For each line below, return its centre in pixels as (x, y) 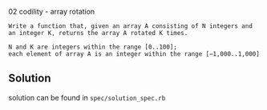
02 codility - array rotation (52, 12)
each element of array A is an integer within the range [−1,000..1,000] (134, 54)
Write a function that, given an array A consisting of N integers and (130, 26)
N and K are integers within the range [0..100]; (93, 47)
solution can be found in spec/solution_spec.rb (87, 97)
